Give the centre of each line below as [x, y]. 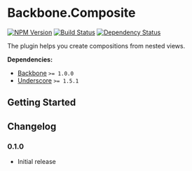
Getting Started [42, 103]
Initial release [36, 162]
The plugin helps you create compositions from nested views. [96, 46]
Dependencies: [30, 59]
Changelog [32, 126]
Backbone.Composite [71, 13]
